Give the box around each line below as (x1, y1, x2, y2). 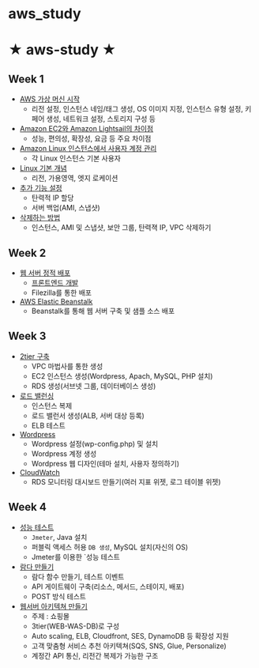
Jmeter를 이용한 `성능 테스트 (31, 552, 121, 561)
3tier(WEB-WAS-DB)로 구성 (31, 621, 120, 631)
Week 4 (8, 500, 47, 514)
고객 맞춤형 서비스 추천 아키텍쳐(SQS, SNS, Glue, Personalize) (31, 641, 227, 651)
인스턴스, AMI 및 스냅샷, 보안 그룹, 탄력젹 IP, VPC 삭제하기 (31, 223, 212, 232)
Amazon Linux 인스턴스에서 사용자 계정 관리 (19, 144, 157, 153)
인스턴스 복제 (31, 401, 73, 410)
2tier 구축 (19, 351, 50, 360)
